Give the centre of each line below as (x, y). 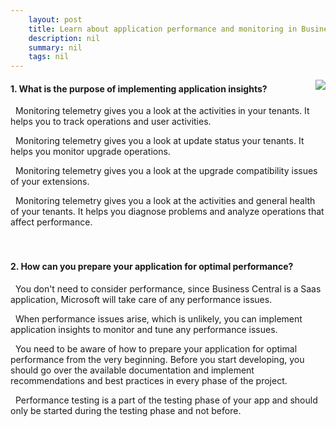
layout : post (55, 19)
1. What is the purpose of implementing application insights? (139, 88)
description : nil (64, 38)
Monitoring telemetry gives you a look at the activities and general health (165, 201)
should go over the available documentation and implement (132, 370)
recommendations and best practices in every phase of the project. (149, 380)
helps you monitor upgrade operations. (90, 152)
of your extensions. (50, 182)
